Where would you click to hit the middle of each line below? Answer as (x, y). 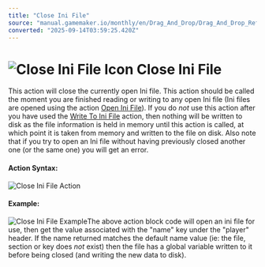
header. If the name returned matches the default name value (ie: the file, (127, 238)
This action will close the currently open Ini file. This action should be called (131, 91)
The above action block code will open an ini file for (171, 221)
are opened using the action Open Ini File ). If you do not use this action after (132, 108)
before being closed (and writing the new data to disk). (97, 254)
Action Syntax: (33, 167)
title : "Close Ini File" (49, 15)
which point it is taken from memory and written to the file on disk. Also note (132, 133)
